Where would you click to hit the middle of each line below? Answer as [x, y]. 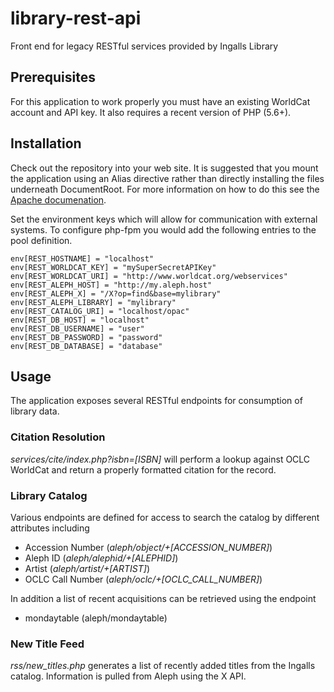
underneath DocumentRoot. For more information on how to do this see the [165, 189]
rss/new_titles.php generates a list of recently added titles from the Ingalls [163, 666]
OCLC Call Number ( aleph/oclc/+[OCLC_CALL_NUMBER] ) [143, 579]
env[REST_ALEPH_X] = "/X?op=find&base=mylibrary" [116, 293]
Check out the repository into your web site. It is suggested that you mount [164, 168]
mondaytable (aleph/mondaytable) [96, 618]
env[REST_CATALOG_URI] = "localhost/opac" [100, 311]
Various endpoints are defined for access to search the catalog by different [165, 517]
